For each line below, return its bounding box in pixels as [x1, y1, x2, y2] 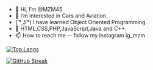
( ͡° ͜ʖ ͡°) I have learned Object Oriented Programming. [15, 19, 148, 25]
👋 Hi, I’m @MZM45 [15, 6, 63, 13]
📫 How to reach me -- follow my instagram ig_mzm [15, 32, 146, 39]
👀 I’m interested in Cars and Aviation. [15, 12, 108, 19]
